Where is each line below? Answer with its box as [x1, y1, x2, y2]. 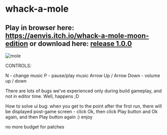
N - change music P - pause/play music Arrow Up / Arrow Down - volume [5, 72, 160, 78]
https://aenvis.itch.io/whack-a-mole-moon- [5, 31, 149, 40]
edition [5, 39, 28, 48]
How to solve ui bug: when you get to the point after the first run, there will [5, 103, 162, 109]
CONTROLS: [5, 63, 32, 69]
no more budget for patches [5, 124, 65, 130]
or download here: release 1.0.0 [29, 39, 132, 48]
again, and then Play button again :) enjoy [5, 114, 93, 120]
